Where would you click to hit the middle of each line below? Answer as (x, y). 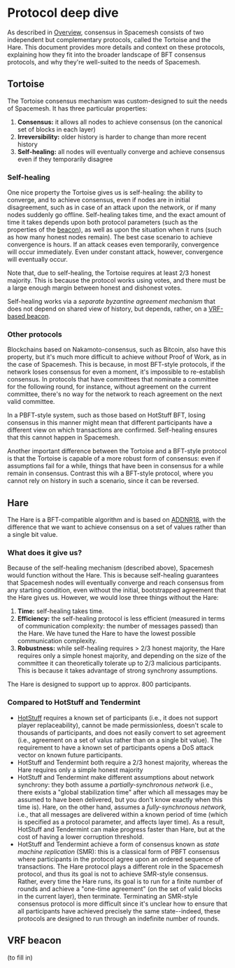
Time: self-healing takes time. (60, 611)
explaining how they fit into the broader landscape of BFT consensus (107, 55)
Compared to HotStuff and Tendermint (74, 703)
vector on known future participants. (70, 755)
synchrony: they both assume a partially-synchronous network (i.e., (115, 785)
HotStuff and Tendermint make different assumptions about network (116, 777)
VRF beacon (34, 940)
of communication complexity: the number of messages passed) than (117, 626)
